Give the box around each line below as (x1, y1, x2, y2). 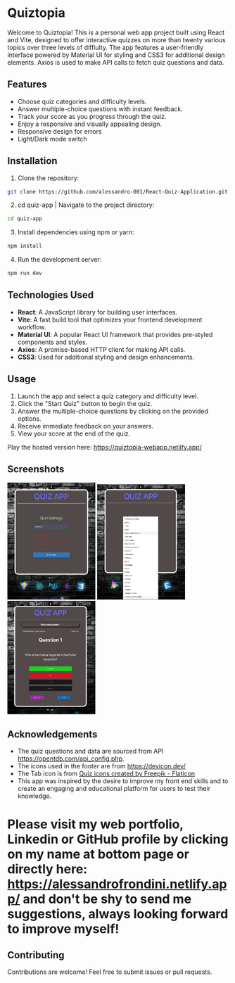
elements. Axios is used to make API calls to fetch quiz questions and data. (7, 58, 224, 66)
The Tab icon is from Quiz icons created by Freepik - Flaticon (17, 769, 196, 778)
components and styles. (17, 338, 88, 346)
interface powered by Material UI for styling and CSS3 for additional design (7, 51, 225, 59)
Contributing (7, 949, 65, 961)
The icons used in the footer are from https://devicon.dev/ (17, 762, 186, 770)
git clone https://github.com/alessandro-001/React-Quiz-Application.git (7, 188, 229, 195)
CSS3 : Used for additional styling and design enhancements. (17, 353, 195, 361)
